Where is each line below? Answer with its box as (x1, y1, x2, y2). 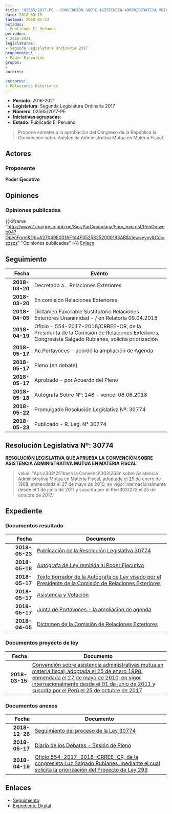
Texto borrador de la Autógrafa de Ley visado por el (36, 573, 161, 581)
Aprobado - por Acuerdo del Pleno (34, 376, 119, 383)
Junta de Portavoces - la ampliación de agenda (36, 606, 152, 613)
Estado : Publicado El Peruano (12, 119, 76, 125)
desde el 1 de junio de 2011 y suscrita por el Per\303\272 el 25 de (17, 486, 156, 492)
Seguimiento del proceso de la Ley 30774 (35, 727, 136, 735)
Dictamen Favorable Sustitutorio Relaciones (34, 308, 139, 315)
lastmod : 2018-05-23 (5, 17, 50, 22)
